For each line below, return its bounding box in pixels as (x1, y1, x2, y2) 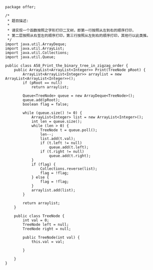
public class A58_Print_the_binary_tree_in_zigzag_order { (5, 63, 128, 68)
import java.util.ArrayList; (5, 46, 65, 51)
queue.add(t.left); (49, 145, 89, 150)
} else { (31, 175, 50, 180)
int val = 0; (23, 218, 50, 223)
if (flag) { (31, 162, 56, 167)
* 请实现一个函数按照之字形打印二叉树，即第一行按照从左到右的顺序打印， (7, 28, 136, 33)
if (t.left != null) (40, 140, 82, 145)
